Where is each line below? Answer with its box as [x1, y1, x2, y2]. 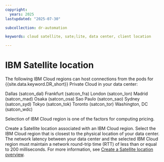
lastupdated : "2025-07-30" [5, 16, 61, 21]
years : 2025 [9, 12, 35, 17]
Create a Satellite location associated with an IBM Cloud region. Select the [5, 126, 156, 131]
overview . [5, 152, 25, 158]
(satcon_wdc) [5, 106, 33, 112]
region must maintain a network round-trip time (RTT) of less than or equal [5, 141, 157, 147]
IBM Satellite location [5, 60, 94, 71]
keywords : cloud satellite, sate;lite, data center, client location [5, 34, 152, 39]
